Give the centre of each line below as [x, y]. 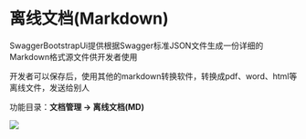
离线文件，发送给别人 [49, 87]
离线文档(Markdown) [89, 19]
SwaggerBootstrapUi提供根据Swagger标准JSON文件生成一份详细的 [137, 45]
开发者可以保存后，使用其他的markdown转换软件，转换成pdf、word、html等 [153, 76]
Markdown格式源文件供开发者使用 [74, 56]
